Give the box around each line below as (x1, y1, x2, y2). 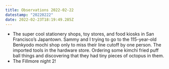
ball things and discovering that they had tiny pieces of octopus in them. (12, 53, 164, 59)
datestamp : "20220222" (5, 12, 53, 17)
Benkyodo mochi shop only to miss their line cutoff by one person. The (12, 42, 161, 48)
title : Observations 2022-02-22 (5, 7, 74, 13)
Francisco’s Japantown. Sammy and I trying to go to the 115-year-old (12, 36, 157, 42)
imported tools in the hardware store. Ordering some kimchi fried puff (12, 47, 159, 54)
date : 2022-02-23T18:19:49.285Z (5, 17, 74, 22)
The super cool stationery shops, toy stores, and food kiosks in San (12, 31, 154, 37)
